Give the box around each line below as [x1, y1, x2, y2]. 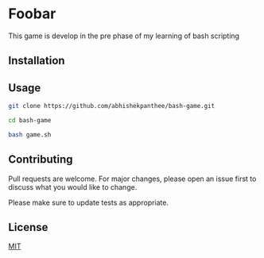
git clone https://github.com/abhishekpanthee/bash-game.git [8, 102, 215, 110]
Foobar [8, 5, 56, 23]
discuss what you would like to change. [8, 182, 138, 191]
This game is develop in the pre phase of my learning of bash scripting [8, 31, 240, 40]
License [8, 220, 49, 234]
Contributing [8, 152, 73, 167]
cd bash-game [8, 117, 52, 125]
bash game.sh [8, 130, 52, 139]
